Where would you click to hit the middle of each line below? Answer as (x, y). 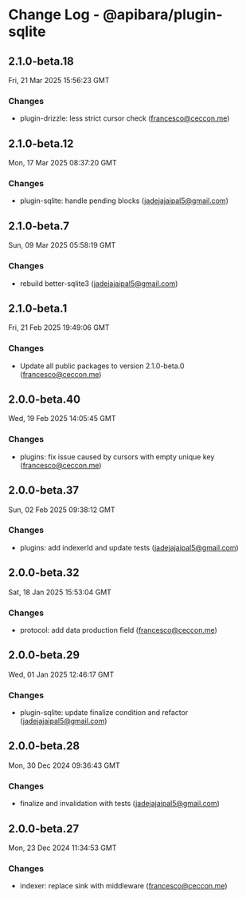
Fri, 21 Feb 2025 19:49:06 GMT (59, 328)
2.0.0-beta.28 (44, 746)
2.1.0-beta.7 (39, 226)
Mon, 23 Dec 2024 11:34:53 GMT (62, 848)
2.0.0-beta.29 (44, 656)
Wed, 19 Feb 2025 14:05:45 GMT (62, 419)
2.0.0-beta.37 (44, 490)
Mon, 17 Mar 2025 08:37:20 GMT (62, 163)
